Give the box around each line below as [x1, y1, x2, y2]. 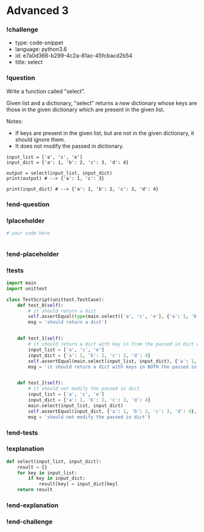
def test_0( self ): [17, 302, 64, 308]
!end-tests [6, 428, 38, 437]
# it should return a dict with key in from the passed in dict [28, 341, 194, 347]
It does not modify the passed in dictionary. [15, 142, 124, 150]
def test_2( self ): [17, 380, 64, 386]
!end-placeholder [6, 250, 59, 258]
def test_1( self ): [17, 336, 64, 342]
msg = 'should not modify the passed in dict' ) [28, 414, 151, 420]
